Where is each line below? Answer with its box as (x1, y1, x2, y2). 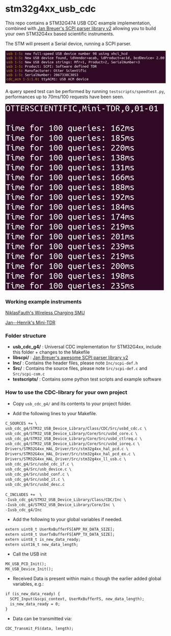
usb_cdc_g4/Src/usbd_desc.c (5, 482, 65, 487)
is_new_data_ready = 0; (10, 601, 60, 606)
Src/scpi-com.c (12, 372, 45, 377)
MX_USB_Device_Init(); (5, 566, 53, 571)
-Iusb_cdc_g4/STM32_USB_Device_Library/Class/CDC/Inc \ (5, 497, 126, 502)
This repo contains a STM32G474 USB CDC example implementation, (5, 20, 151, 26)
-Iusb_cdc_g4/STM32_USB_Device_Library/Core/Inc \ (5, 502, 115, 507)
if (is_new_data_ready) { (5, 591, 60, 596)
